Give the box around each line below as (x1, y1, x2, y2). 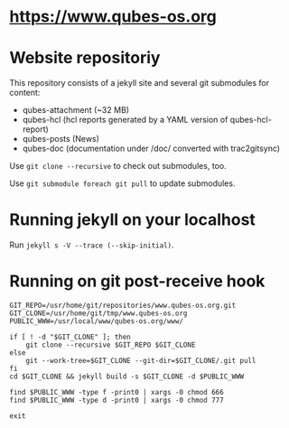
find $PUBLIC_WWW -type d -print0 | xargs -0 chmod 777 (9, 395, 224, 405)
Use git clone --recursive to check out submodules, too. (9, 161, 228, 172)
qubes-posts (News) (22, 134, 99, 144)
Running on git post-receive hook (9, 271, 266, 292)
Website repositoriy (9, 48, 161, 69)
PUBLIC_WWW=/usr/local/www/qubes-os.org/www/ (9, 317, 183, 326)
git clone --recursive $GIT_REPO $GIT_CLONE (25, 340, 196, 349)
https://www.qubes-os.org (9, 6, 217, 27)
